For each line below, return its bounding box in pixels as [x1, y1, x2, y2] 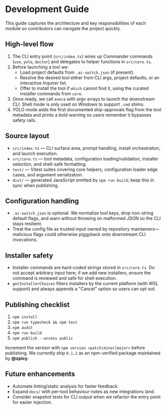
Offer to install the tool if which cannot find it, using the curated [19, 85, 149, 91]
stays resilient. [12, 221, 42, 227]
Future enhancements [5, 370, 75, 378]
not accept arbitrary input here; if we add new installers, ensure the [12, 270, 151, 276]
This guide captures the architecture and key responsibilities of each [5, 20, 146, 26]
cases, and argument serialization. [12, 171, 83, 177]
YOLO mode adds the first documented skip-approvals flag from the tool [12, 106, 162, 112]
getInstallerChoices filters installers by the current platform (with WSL [12, 281, 159, 287]
